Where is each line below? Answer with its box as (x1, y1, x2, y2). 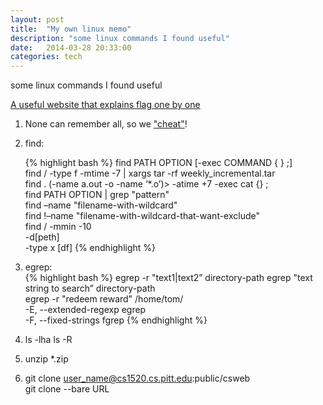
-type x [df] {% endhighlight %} (24, 242, 157, 254)
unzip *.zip (24, 353, 69, 365)
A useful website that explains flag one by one (10, 99, 201, 111)
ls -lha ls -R (24, 334, 73, 346)
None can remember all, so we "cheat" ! (24, 118, 188, 130)
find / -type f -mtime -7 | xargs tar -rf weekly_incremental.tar (24, 167, 276, 180)
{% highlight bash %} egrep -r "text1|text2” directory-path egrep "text (24, 272, 313, 284)
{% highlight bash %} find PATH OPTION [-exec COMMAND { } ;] (24, 157, 293, 169)
